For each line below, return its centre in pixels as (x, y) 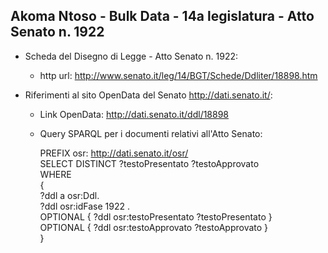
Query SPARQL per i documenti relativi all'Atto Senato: (151, 133)
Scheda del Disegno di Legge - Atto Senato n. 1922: (131, 56)
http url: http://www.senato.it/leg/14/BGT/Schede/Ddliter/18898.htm (178, 75)
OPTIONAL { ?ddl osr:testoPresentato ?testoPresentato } (156, 216)
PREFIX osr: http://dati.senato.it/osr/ (114, 153)
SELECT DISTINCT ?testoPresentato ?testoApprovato (149, 163)
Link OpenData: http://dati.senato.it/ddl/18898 (134, 114)
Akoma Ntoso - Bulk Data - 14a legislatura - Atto (162, 16)
